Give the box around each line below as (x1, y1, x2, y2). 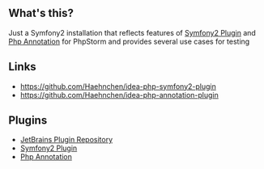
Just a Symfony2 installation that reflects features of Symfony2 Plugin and (8, 27, 257, 37)
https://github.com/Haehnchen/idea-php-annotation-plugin (19, 90, 219, 99)
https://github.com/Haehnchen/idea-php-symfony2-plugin (19, 81, 216, 91)
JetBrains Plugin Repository (19, 135, 113, 145)
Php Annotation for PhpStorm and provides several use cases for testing (8, 36, 250, 46)
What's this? (8, 6, 75, 20)
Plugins (8, 113, 48, 128)
